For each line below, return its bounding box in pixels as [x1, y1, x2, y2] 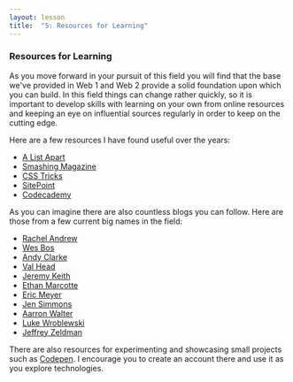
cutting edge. [9, 117, 58, 128]
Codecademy [21, 189, 72, 200]
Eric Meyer [21, 289, 62, 300]
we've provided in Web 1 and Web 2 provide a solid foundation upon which [9, 80, 281, 90]
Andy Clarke [21, 251, 68, 262]
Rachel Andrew [21, 233, 78, 243]
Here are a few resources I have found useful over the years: [9, 134, 231, 145]
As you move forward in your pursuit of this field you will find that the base [9, 70, 281, 80]
